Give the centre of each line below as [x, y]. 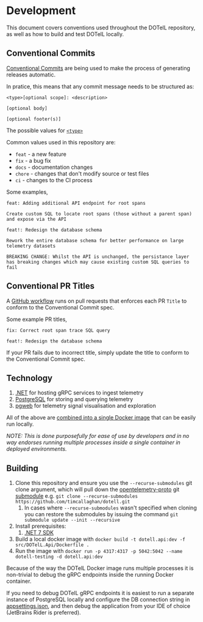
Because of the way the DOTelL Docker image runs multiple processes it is [100, 568]
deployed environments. [37, 449]
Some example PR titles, [37, 319]
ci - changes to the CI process [54, 180]
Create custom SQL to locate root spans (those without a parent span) [99, 214]
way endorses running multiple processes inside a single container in [94, 442]
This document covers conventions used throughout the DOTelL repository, [101, 28]
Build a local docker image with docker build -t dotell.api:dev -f [100, 539]
